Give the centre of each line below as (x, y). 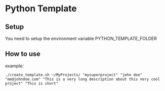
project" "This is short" (32, 83)
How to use (23, 54)
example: (14, 66)
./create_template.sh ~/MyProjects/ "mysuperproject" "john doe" (74, 75)
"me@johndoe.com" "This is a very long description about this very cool (83, 79)
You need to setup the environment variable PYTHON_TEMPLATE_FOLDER (81, 38)
